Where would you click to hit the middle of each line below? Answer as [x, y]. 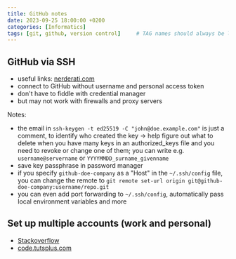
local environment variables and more [72, 201]
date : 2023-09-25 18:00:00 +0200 [56, 20]
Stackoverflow [38, 240]
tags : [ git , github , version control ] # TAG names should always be [116, 33]
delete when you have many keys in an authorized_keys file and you [116, 143]
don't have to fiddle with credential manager [81, 94]
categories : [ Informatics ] [47, 27]
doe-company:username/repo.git [63, 187]
